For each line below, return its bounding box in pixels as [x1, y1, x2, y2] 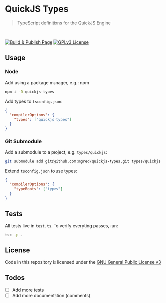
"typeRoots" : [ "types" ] [14, 186, 63, 191]
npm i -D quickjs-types [5, 89, 55, 94]
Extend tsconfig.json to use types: [5, 168, 78, 174]
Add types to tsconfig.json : [5, 98, 63, 104]
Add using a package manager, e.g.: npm [5, 79, 89, 85]
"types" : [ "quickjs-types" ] [14, 117, 72, 122]
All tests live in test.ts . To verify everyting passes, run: [5, 223, 118, 229]
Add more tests [12, 287, 44, 293]
